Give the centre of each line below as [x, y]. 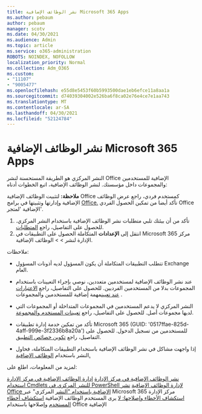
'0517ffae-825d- [168, 325]
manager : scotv [26, 29]
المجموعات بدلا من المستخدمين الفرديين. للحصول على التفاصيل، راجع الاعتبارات [105, 288]
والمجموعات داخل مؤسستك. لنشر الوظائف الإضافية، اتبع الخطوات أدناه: [87, 184]
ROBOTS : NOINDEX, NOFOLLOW [41, 57]
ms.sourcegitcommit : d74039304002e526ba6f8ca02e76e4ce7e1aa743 [88, 96]
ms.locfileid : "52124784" [39, 118]
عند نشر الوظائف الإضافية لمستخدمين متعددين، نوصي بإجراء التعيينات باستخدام [104, 282]
